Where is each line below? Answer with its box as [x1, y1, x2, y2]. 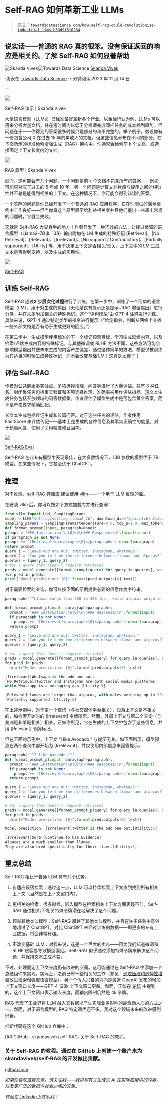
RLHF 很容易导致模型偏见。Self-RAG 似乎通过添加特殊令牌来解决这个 [12, 947, 155, 953]
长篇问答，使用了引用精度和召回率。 [9, 425, 84, 431]
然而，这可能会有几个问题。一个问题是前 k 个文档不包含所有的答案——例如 [5, 178, 159, 184]
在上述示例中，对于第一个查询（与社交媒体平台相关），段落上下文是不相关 [5, 707, 156, 713]
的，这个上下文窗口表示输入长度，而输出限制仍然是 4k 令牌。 [5, 989, 131, 995]
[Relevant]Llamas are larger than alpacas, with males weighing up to [5, 693, 155, 698]
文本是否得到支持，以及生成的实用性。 [5, 249, 84, 255]
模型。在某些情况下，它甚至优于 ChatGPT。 [5, 461, 95, 467]
